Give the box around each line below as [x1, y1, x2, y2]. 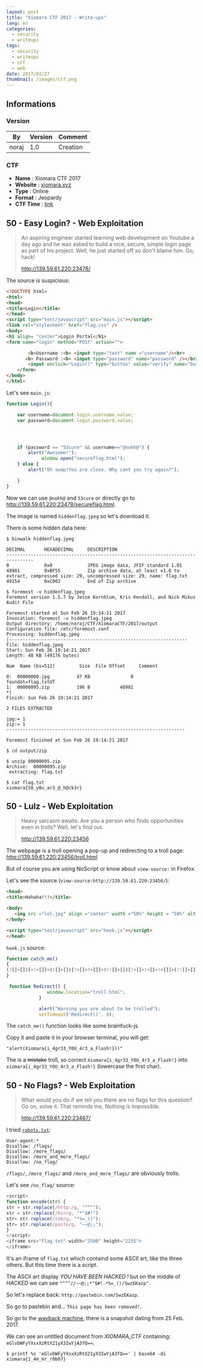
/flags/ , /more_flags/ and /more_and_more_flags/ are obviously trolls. [6, 1169, 180, 1177]
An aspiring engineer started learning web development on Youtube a [21, 234, 195, 241]
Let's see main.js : [6, 389, 51, 396]
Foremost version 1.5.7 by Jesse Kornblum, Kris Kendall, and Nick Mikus [6, 594, 196, 600]
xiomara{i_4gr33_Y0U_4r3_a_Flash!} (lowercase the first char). [6, 1063, 161, 1070]
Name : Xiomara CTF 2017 [14, 175, 81, 182]
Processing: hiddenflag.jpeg [6, 631, 80, 637]
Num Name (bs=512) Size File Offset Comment [6, 663, 158, 669]
